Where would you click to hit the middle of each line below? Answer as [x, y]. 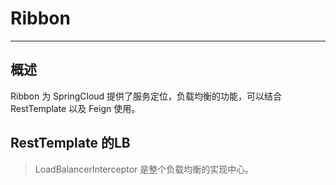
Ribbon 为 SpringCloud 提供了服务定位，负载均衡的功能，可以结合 [146, 96]
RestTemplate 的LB [70, 143]
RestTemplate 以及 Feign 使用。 [75, 108]
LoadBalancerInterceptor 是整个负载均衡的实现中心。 [144, 169]
